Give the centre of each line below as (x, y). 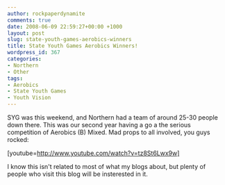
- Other (18, 72)
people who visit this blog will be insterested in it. (77, 174)
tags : (15, 78)
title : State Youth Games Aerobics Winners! (73, 46)
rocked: (18, 139)
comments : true (29, 20)
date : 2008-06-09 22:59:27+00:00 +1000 (65, 26)
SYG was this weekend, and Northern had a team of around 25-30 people (113, 118)
